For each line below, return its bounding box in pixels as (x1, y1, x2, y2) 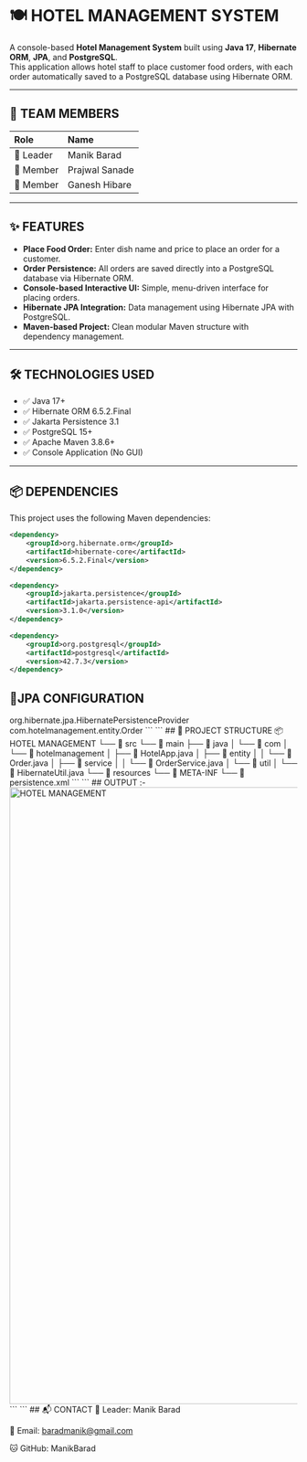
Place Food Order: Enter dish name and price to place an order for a (22, 243, 281, 254)
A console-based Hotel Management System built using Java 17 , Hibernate (9, 41, 297, 53)
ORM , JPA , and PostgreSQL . (9, 51, 119, 62)
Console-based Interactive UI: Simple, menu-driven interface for (22, 282, 270, 293)
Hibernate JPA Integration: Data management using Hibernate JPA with (22, 302, 295, 313)
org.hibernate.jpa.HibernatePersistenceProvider (9, 715, 190, 726)
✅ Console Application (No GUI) (22, 447, 143, 458)
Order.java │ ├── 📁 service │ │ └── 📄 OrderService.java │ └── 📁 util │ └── (9, 757, 298, 768)
